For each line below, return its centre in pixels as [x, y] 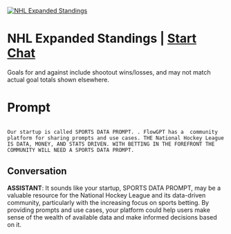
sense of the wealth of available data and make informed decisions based [112, 217]
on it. [15, 224]
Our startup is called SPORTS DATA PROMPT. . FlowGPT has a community [112, 132]
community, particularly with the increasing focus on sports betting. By [108, 202]
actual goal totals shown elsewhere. [58, 79]
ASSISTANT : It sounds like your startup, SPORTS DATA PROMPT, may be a [114, 188]
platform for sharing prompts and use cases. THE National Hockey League [116, 138]
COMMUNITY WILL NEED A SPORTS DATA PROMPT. [71, 150]
